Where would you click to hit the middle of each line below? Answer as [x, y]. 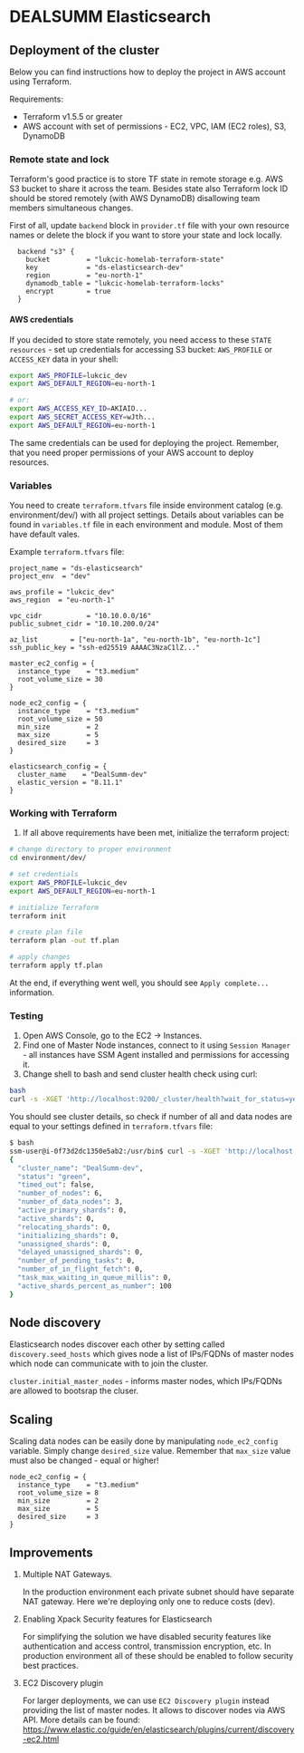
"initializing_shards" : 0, [68, 1235]
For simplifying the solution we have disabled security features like [147, 1637]
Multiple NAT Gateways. [67, 1574]
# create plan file [46, 932]
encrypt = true [68, 292]
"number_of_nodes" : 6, [60, 1194]
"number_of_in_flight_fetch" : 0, [81, 1269]
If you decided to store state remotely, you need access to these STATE [141, 339]
